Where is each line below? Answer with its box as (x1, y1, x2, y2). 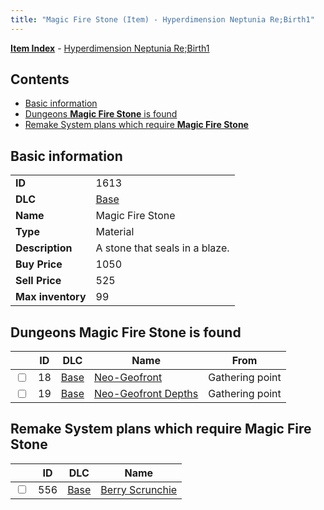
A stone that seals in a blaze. (95, 241, 230, 255)
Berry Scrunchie (100, 482, 178, 496)
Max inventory (15, 290, 87, 304)
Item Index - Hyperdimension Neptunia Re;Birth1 (10, 42, 210, 54)
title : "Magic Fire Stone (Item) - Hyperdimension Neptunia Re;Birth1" (10, 14, 315, 25)
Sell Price (15, 274, 62, 288)
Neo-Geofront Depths (93, 387, 199, 401)
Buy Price (15, 257, 63, 271)
